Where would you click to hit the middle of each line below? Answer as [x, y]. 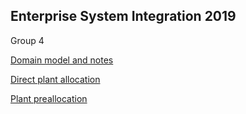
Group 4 [27, 40]
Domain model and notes [62, 60]
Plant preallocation [49, 98]
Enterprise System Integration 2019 [123, 16]
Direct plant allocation [55, 79]
